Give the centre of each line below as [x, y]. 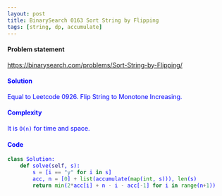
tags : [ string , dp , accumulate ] [55, 27]
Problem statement [36, 49]
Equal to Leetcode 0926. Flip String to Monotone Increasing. [95, 96]
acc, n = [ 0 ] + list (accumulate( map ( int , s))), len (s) [115, 179]
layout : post [26, 14]
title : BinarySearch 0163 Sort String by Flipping [83, 20]
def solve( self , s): [50, 166]
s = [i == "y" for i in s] [72, 172]
